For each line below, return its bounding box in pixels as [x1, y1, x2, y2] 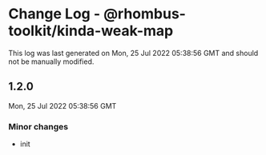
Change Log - [8, 5, 101, 23]
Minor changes [8, 121, 69, 132]
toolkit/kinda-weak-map [8, 22, 174, 40]
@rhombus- [103, 5, 187, 23]
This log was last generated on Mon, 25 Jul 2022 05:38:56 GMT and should [8, 48, 259, 58]
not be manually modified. [8, 57, 95, 66]
